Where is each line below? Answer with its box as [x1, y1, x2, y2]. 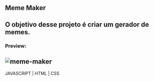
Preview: [5, 42, 27, 49]
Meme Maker [5, 4, 46, 12]
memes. [5, 28, 31, 36]
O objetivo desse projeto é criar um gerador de [5, 20, 150, 29]
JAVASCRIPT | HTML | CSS [5, 70, 59, 76]
